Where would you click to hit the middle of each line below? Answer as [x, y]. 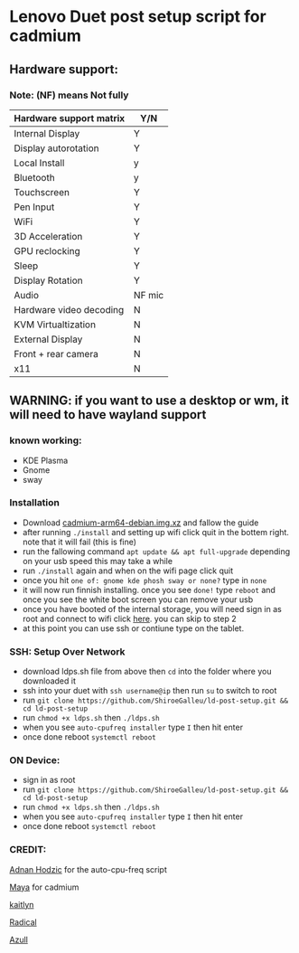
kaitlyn [22, 904]
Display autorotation [56, 148]
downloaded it [49, 681]
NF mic [149, 295]
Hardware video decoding [69, 309]
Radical [23, 922]
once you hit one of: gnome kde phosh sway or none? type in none [145, 580]
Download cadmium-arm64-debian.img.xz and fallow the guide [140, 523]
